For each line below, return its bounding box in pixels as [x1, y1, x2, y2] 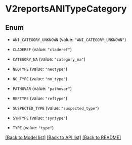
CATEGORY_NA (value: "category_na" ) [12, 56, 86, 62]
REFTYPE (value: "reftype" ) [12, 95, 67, 101]
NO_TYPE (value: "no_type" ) [12, 76, 67, 81]
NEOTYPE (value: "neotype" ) [12, 66, 67, 72]
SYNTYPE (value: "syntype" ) [12, 115, 67, 121]
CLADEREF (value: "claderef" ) [12, 46, 72, 52]
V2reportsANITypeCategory [5, 3, 127, 15]
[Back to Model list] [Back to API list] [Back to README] [5, 134, 121, 140]
